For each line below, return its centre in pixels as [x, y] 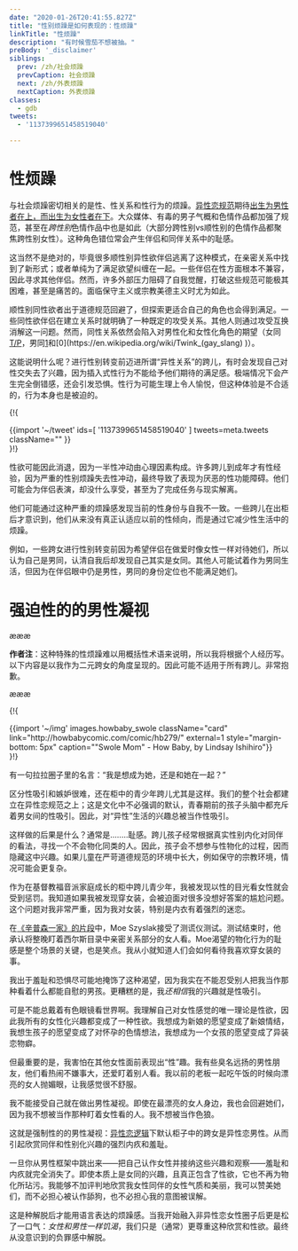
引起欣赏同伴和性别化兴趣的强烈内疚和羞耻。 [91, 1144]
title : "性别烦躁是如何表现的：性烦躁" [73, 26]
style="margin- [254, 737]
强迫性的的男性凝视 [79, 611]
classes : [25, 100]
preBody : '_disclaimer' [53, 51]
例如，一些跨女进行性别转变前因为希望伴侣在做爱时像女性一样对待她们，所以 [149, 549]
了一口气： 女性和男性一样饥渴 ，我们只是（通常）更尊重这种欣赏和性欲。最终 [149, 1226]
